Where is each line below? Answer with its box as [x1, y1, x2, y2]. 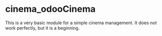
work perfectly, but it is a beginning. [5, 25, 80, 31]
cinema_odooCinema [5, 3, 96, 15]
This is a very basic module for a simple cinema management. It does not [5, 20, 157, 26]
